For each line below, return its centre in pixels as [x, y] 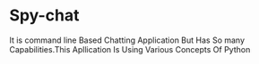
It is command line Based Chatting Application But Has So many [127, 40]
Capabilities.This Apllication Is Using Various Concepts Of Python [130, 49]
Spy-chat [44, 16]
